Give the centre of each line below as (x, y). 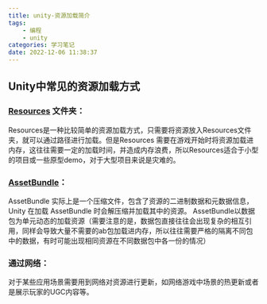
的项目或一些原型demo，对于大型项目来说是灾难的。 (94, 160)
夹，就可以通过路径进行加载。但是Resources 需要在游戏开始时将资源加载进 (131, 140)
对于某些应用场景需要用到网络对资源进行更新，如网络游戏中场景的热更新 (126, 282)
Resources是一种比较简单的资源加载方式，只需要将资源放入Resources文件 (130, 130)
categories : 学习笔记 (42, 45)
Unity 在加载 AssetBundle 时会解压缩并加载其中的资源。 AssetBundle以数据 (132, 210)
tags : (17, 23)
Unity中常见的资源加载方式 (74, 87)
